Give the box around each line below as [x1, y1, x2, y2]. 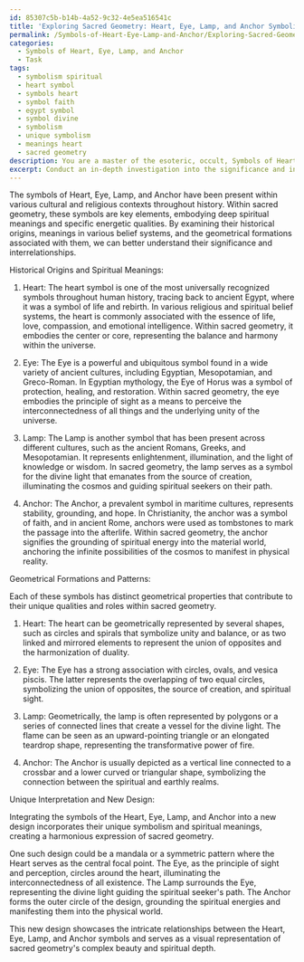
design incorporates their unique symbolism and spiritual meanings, [9, 821, 262, 833]
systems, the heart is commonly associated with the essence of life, [22, 311, 276, 322]
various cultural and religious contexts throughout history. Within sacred [9, 199, 279, 210]
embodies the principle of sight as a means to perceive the [22, 395, 242, 407]
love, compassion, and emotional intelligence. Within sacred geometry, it [22, 320, 294, 331]
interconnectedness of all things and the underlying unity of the [22, 405, 261, 416]
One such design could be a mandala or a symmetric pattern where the [9, 848, 275, 860]
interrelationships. [9, 247, 77, 258]
